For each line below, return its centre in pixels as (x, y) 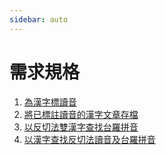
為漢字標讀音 (50, 102)
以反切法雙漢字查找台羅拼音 (81, 127)
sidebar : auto (39, 19)
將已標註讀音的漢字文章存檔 (81, 114)
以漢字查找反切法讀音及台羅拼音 (89, 139)
